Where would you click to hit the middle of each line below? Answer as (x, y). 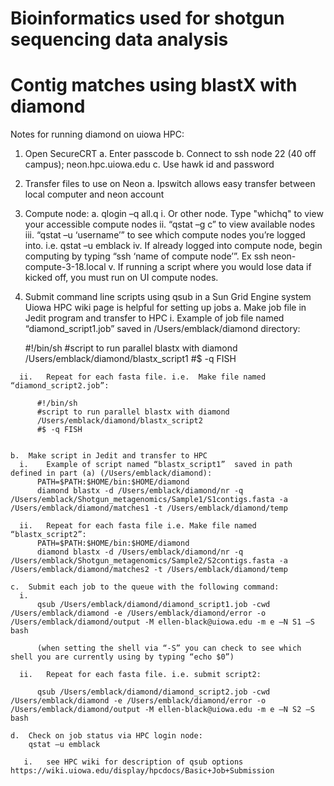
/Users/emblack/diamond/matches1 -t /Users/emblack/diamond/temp (149, 508)
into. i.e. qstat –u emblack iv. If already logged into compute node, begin (173, 246)
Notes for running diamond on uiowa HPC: (97, 134)
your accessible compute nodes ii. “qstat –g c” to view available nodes (170, 224)
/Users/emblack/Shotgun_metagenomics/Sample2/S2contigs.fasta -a (149, 561)
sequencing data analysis (119, 39)
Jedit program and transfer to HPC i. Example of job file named (154, 318)
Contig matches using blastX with (154, 85)
